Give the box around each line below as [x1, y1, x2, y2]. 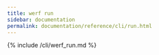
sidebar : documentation [7, 16, 76, 23]
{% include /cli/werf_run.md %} [7, 41, 97, 50]
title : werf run [7, 10, 54, 17]
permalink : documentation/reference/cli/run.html [7, 22, 153, 29]
